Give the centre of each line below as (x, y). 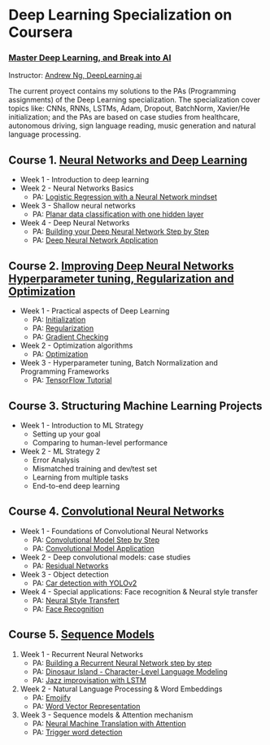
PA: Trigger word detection (77, 732)
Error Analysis (56, 460)
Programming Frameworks (65, 371)
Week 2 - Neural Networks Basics (77, 188)
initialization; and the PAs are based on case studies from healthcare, (124, 117)
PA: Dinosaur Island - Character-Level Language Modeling (130, 671)
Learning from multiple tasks (80, 477)
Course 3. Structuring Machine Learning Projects (135, 406)
